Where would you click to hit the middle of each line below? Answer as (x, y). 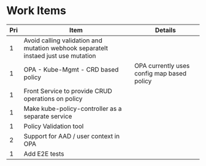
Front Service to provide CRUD (68, 91)
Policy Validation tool (54, 126)
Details (165, 30)
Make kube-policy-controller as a (73, 108)
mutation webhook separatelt (66, 48)
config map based (160, 73)
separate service (48, 116)
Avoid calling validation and (63, 40)
